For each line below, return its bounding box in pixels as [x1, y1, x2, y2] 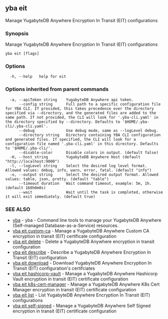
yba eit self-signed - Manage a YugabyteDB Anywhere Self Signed [12, 303, 151, 308]
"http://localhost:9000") [5, 158, 59, 164]
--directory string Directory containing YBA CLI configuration [18, 132, 161, 137]
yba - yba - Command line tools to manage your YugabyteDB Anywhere [12, 217, 162, 223]
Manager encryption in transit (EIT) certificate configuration [12, 287, 137, 292]
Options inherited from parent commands [5, 86, 109, 93]
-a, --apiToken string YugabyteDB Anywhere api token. [10, 97, 134, 102]
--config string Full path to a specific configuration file [18, 102, 161, 107]
